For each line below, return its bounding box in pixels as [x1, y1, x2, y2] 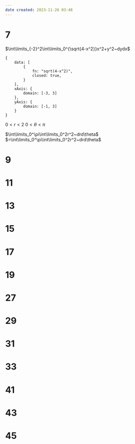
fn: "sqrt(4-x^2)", [32, 68, 73, 73]
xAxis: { [14, 86, 33, 91]
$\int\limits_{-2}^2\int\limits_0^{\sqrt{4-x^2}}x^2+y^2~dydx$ [5, 46, 130, 52]
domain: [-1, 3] [23, 104, 57, 109]
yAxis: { [14, 99, 33, 105]
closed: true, [32, 73, 62, 78]
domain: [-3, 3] [23, 91, 57, 96]
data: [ [14, 60, 30, 65]
